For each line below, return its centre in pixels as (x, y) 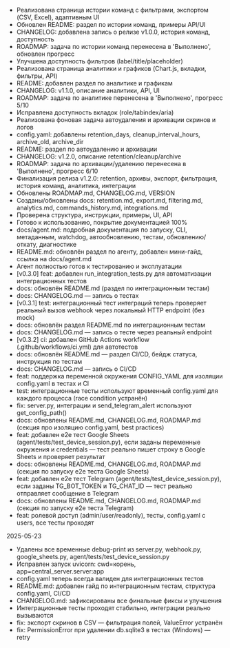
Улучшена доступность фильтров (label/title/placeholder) (100, 61)
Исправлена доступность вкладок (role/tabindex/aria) (95, 112)
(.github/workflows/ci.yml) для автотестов (77, 347)
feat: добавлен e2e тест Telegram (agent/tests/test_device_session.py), (119, 479)
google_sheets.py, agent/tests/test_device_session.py (93, 557)
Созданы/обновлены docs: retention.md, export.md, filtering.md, (109, 200)
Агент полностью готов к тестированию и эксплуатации (99, 266)
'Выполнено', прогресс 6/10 (57, 171)
